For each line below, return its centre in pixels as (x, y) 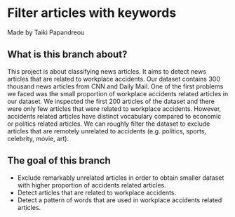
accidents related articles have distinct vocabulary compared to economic (114, 116)
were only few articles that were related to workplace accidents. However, (114, 108)
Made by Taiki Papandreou (46, 32)
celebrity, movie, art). (38, 138)
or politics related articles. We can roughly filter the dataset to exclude (109, 124)
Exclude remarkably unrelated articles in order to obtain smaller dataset (121, 178)
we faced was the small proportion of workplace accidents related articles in (118, 93)
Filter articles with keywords (92, 13)
